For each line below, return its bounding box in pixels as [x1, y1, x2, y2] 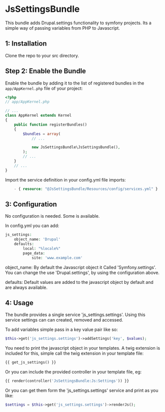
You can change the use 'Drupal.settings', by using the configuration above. [5, 270, 160, 275]
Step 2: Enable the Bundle [5, 67, 86, 75]
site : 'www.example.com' [31, 255, 83, 260]
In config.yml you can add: [5, 223, 59, 229]
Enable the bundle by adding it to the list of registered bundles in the [5, 80, 144, 86]
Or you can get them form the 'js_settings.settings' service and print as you [5, 387, 159, 394]
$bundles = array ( [23, 131, 61, 137]
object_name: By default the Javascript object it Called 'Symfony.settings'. [5, 264, 157, 270]
